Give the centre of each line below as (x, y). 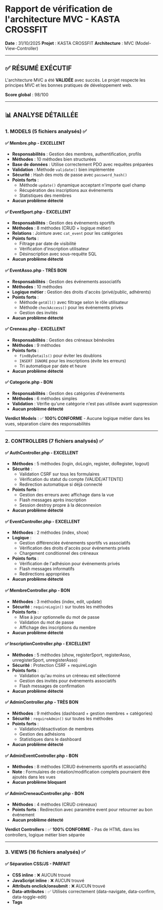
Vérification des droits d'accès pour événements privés (74, 548)
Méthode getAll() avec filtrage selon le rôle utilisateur (74, 302)
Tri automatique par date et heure (53, 366)
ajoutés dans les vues (34, 777)
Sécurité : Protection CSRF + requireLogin (54, 665)
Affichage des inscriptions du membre (57, 627)
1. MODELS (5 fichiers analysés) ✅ (46, 132)
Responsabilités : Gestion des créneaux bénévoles (63, 340)
